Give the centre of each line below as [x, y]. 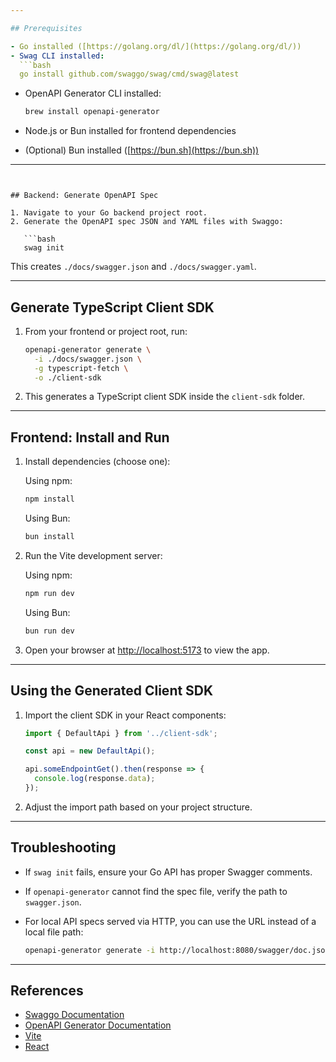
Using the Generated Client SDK [112, 691]
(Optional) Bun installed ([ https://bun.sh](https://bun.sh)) [142, 150]
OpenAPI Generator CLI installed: [93, 93]
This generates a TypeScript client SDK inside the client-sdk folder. [165, 397]
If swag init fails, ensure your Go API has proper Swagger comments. [168, 872]
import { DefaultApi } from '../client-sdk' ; [121, 733]
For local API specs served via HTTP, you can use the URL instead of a [170, 921]
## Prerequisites [46, 28]
